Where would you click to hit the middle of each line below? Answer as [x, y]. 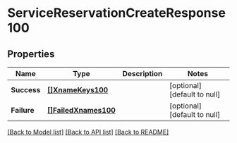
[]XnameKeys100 [78, 90]
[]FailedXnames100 [81, 110]
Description [142, 74]
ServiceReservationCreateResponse [116, 13]
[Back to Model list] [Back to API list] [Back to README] [88, 132]
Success [26, 90]
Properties [31, 54]
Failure [23, 110]
